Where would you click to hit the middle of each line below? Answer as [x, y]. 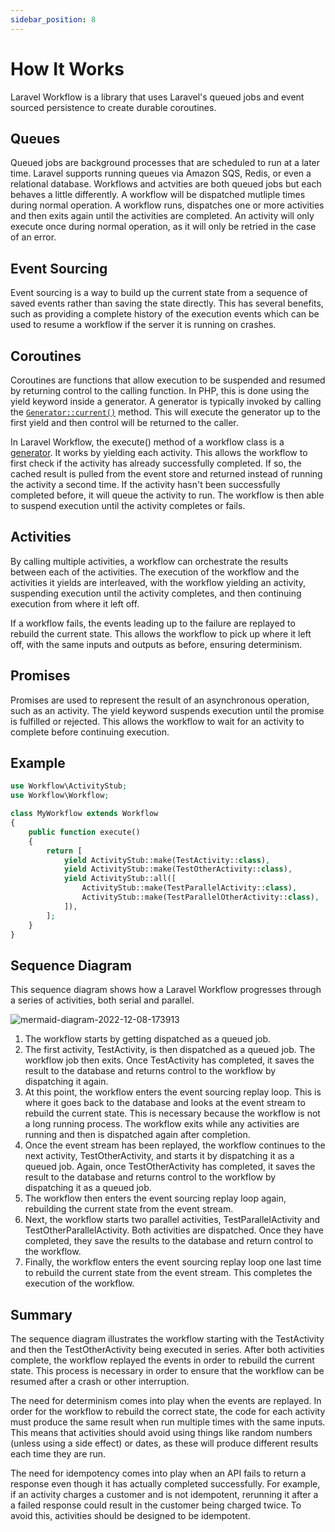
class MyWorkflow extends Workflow [84, 814]
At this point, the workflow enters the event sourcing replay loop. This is [173, 1092]
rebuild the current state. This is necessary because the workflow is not [172, 1113]
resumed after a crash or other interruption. [100, 1382]
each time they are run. [58, 1454]
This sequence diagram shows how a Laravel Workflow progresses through [166, 990]
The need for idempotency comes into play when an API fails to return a [158, 1473]
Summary [41, 1314]
